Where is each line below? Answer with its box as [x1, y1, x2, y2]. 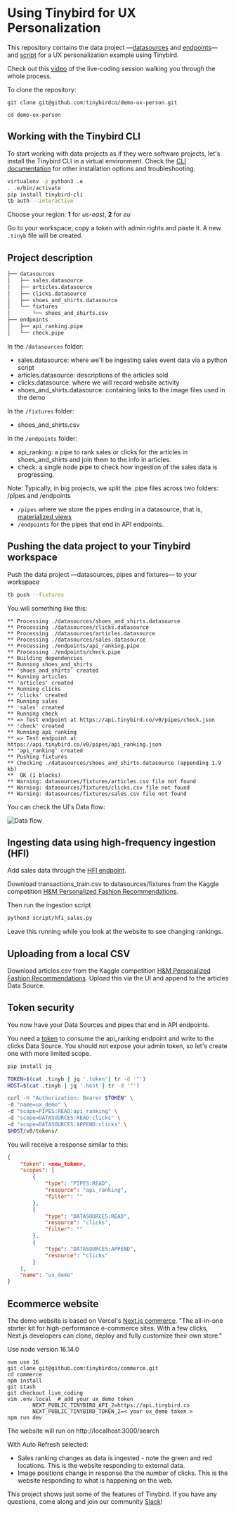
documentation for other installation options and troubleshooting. [7, 164, 196, 173]
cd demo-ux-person [7, 111, 61, 118]
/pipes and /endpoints [7, 491, 72, 499]
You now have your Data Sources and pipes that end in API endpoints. [7, 1020, 210, 1029]
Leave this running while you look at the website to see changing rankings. [7, 928, 223, 936]
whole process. [7, 72, 52, 80]
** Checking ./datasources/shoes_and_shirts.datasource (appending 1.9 [7, 759, 221, 766]
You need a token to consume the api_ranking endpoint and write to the [7, 1034, 214, 1042]
